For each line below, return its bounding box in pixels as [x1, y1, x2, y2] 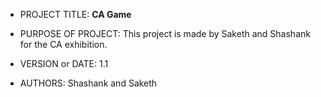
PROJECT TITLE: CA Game [19, 9, 132, 20]
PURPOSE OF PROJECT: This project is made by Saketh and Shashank [19, 28, 311, 39]
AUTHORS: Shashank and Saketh [19, 77, 158, 89]
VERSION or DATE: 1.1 [19, 58, 109, 69]
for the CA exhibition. [19, 39, 108, 50]
